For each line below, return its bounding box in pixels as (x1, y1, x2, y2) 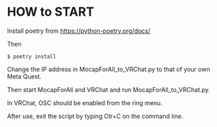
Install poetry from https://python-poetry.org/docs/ (7, 27, 151, 35)
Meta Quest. (7, 72, 42, 81)
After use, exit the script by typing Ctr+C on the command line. (7, 112, 184, 120)
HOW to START (7, 4, 94, 20)
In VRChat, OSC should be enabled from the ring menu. (7, 98, 162, 107)
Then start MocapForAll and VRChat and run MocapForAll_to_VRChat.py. (7, 85, 210, 94)
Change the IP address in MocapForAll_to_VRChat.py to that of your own (7, 65, 210, 73)
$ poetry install (7, 53, 57, 60)
